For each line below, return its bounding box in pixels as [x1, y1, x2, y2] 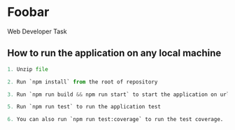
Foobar [7, 4, 50, 20]
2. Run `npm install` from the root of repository [7, 78, 158, 86]
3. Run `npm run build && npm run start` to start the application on [7, 91, 218, 98]
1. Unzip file [7, 65, 49, 73]
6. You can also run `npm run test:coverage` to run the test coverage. [7, 116, 224, 123]
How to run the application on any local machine [7, 47, 222, 59]
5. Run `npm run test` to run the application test [7, 104, 161, 111]
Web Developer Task [7, 27, 68, 35]
